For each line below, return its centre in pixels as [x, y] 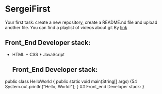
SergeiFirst [28, 9]
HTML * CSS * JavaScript [38, 54]
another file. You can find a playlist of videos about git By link [66, 27]
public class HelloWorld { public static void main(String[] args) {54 [71, 81]
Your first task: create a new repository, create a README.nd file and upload [81, 22]
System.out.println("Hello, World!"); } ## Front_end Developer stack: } [75, 86]
